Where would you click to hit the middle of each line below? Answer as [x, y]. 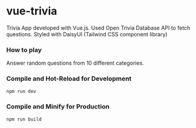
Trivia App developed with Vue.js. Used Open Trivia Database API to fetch [98, 28]
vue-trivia [32, 11]
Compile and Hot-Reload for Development [69, 78]
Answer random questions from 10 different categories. [75, 63]
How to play [24, 50]
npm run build [24, 119]
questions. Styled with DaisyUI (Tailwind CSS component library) [87, 34]
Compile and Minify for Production [58, 107]
